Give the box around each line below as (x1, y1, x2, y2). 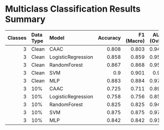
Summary (5, 14, 45, 25)
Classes (7, 34, 27, 41)
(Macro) (125, 37, 145, 44)
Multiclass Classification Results (5, 3, 141, 15)
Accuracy (98, 34, 121, 41)
